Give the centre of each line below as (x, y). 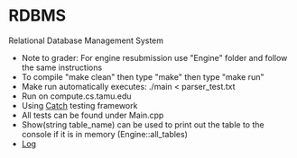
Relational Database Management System (86, 40)
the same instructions (62, 67)
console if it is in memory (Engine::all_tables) (105, 134)
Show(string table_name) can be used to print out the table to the (143, 124)
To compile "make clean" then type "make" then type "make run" (143, 76)
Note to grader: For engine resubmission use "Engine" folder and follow (154, 57)
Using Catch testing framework (79, 105)
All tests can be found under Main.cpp (93, 115)
